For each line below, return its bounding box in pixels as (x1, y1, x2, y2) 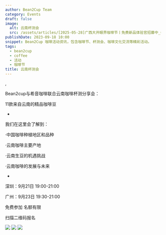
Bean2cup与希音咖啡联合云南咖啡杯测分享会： (5, 91, 100, 96)
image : (5, 21, 19, 26)
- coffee (9, 53, 28, 58)
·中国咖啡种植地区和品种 (5, 132, 54, 137)
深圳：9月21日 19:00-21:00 (5, 183, 59, 189)
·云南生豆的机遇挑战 (5, 153, 46, 158)
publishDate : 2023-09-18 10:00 (5, 35, 70, 40)
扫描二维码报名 (5, 215, 36, 220)
